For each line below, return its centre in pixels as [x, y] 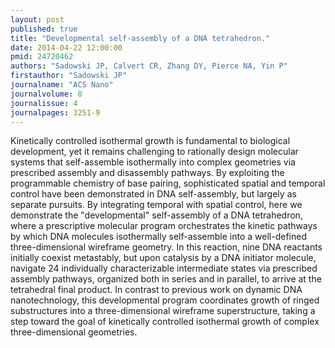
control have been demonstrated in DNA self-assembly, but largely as [153, 194]
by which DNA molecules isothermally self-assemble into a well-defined [158, 237]
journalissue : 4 [44, 103]
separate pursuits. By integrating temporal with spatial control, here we [156, 205]
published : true [44, 29]
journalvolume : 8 [46, 94]
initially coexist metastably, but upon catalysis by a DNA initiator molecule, [163, 258]
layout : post [37, 19]
